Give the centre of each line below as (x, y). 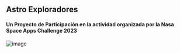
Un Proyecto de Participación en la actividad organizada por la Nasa (90, 24)
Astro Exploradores (42, 10)
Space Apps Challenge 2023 (41, 30)
